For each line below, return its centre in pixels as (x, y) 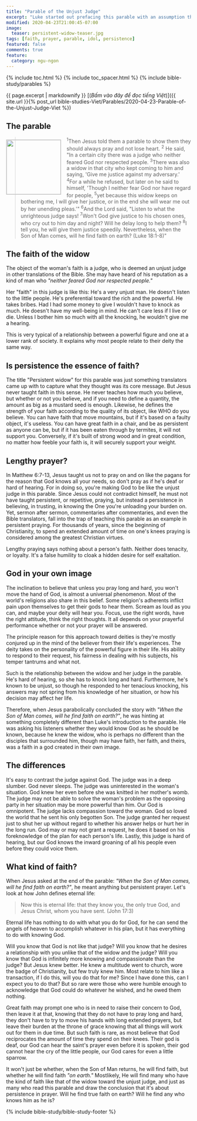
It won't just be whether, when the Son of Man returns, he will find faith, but (97, 1069)
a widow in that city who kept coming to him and (125, 168)
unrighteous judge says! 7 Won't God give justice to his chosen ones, (103, 215)
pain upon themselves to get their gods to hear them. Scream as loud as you (98, 606)
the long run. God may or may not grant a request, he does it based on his (95, 829)
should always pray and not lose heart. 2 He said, (126, 148)
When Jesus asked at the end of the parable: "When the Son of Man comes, (98, 881)
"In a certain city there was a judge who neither (124, 155)
